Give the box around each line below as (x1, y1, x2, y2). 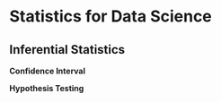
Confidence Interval (9, 65, 85, 76)
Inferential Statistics (9, 42, 126, 57)
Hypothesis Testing (9, 83, 84, 93)
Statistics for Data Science (9, 6, 213, 27)
